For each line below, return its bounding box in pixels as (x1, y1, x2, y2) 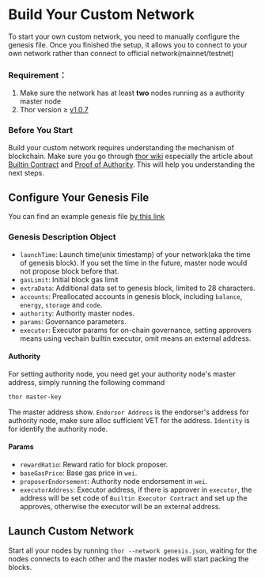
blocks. (8, 562, 32, 572)
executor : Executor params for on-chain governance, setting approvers (19, 325, 252, 334)
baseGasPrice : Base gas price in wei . (19, 468, 138, 478)
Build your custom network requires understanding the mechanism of (8, 142, 235, 152)
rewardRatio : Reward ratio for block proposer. (19, 459, 168, 469)
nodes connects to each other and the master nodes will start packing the (8, 553, 249, 563)
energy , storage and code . (19, 300, 103, 309)
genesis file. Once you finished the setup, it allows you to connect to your (8, 40, 248, 49)
